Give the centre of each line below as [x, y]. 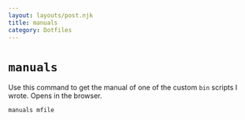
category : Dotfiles [40, 30]
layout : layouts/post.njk [50, 15]
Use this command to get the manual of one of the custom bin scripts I [123, 88]
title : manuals [33, 23]
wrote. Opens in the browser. [55, 96]
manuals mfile [32, 111]
